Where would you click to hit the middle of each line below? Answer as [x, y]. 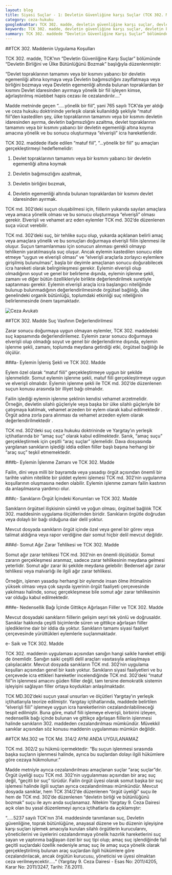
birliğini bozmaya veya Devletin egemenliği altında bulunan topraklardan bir [84, 85]
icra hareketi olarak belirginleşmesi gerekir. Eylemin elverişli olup [73, 268]
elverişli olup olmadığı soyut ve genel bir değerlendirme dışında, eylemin [81, 341]
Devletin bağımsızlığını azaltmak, [47, 174]
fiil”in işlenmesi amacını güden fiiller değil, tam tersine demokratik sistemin [84, 681]
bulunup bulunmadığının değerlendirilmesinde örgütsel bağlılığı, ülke [77, 290]
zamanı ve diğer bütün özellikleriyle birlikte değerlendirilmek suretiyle [79, 279]
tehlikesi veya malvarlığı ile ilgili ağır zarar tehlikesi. [59, 571]
